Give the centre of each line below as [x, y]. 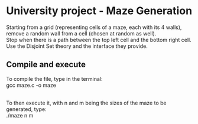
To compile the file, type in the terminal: [54, 79]
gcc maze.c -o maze [31, 85]
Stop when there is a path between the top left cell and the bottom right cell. [99, 40]
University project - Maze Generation [99, 11]
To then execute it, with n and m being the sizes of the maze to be [86, 103]
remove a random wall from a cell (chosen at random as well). [81, 33]
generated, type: [26, 109]
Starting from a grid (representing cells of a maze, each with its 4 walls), [94, 27]
